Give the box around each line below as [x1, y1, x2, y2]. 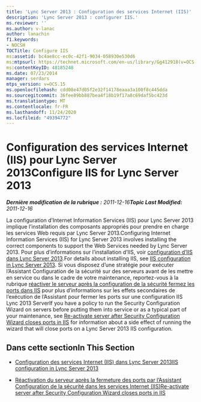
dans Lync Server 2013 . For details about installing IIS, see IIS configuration [6, 255, 191, 262]
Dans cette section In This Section [6, 343, 135, 353]
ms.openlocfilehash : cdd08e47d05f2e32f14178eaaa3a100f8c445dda [6, 87, 168, 93]
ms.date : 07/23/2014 [6, 70, 58, 76]
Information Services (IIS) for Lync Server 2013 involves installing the [6, 236, 177, 243]
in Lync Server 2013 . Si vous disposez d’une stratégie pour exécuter [6, 262, 174, 269]
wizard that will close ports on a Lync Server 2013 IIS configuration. [6, 325, 173, 332]
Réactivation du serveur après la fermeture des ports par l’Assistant [14, 376, 182, 383]
